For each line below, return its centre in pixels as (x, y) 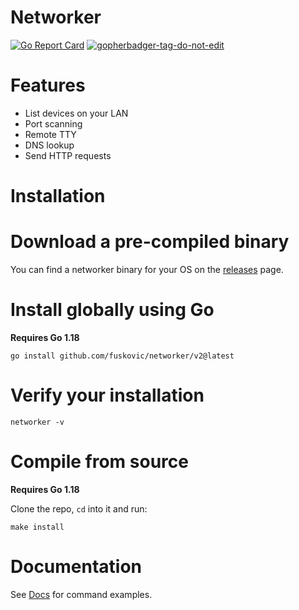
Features (48, 85)
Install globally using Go (112, 310)
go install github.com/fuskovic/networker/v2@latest (122, 356)
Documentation (76, 567)
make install (37, 527)
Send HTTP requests (68, 155)
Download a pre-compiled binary (150, 242)
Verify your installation (107, 395)
